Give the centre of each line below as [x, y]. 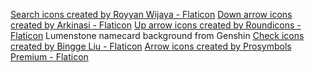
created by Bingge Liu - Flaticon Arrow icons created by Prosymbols [151, 46]
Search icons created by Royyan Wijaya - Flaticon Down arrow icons [151, 14]
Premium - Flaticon [49, 57]
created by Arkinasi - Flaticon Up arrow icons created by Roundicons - [156, 25]
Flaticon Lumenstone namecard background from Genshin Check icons [157, 35]
